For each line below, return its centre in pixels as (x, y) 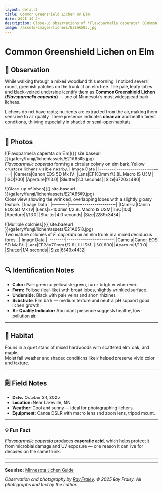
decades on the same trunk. (33, 451)
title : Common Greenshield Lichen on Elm (48, 14)
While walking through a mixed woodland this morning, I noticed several (77, 81)
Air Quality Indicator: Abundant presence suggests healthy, (72, 310)
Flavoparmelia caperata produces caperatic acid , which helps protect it (77, 441)
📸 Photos (19, 142)
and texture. (17, 363)
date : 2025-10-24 (23, 19)
